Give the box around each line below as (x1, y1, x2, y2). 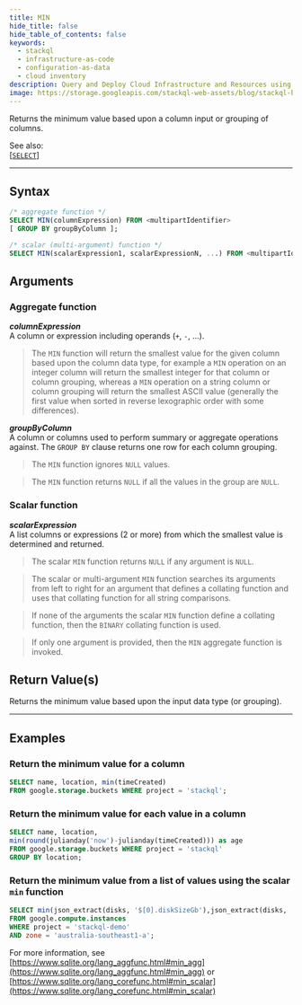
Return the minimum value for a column (9, 757, 185, 770)
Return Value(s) (9, 673, 100, 688)
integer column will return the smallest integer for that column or (31, 367, 271, 378)
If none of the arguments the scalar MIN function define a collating (31, 610, 276, 621)
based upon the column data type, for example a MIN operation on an (31, 357, 287, 368)
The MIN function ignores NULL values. (31, 459, 171, 470)
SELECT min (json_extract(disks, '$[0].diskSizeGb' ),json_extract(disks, (9, 906, 288, 915)
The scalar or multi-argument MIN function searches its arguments (31, 573, 276, 584)
